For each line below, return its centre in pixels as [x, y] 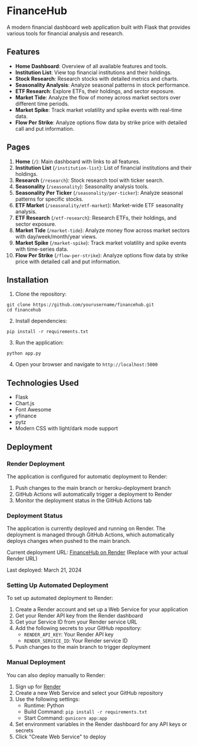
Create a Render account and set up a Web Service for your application [102, 609]
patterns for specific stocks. [49, 199]
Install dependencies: [41, 321]
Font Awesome [33, 410]
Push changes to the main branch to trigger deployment [83, 647]
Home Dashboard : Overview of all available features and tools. [91, 66]
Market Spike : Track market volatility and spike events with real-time [98, 110]
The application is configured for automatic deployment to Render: [87, 476]
